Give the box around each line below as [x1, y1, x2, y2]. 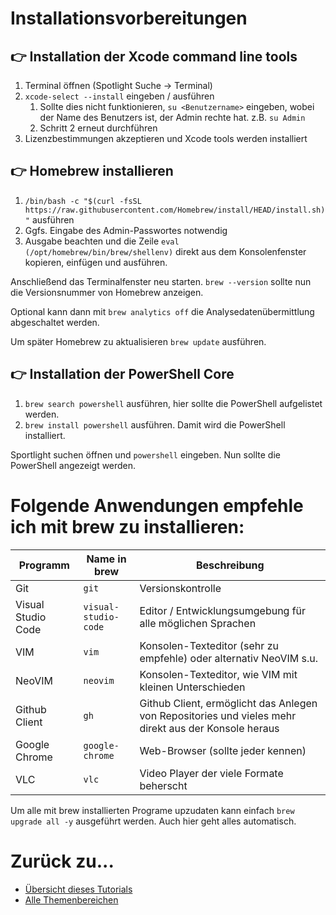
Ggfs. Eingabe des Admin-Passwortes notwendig [24, 224, 228, 236]
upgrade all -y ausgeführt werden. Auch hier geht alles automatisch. [10, 815, 297, 827]
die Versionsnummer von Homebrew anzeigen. [10, 286, 204, 298]
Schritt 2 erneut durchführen [39, 122, 158, 134]
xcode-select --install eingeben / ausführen [24, 90, 215, 102]
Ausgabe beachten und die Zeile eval [24, 235, 180, 247]
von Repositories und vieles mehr [139, 708, 297, 722]
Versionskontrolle [139, 581, 222, 595]
